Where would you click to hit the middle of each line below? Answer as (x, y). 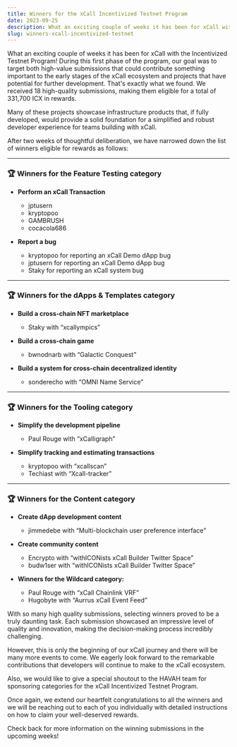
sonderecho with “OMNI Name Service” (86, 382)
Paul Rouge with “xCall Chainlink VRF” (84, 593)
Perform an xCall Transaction (61, 192)
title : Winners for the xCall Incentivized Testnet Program (98, 14)
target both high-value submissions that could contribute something (106, 68)
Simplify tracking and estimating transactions (86, 453)
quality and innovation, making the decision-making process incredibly (110, 629)
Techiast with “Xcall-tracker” (70, 474)
